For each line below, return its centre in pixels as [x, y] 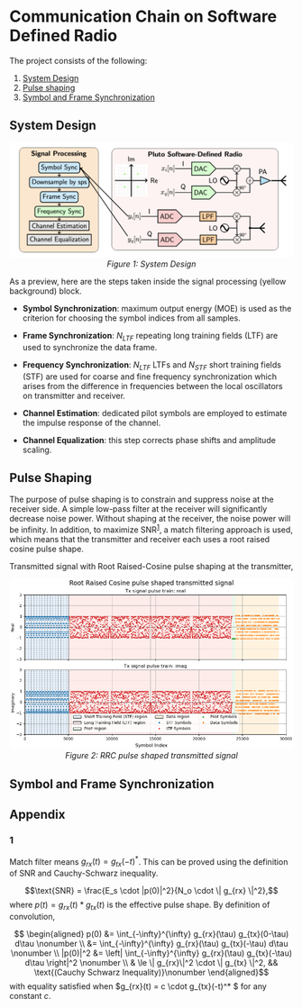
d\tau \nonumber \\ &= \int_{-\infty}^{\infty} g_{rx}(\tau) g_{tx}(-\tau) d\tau [151, 943]
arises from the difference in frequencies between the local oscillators [152, 386]
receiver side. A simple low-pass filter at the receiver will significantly [138, 509]
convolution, [32, 916]
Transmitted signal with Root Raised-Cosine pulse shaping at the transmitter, [151, 567]
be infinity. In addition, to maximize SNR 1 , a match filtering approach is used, [151, 529]
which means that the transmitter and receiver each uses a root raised [140, 540]
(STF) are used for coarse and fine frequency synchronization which [150, 377]
